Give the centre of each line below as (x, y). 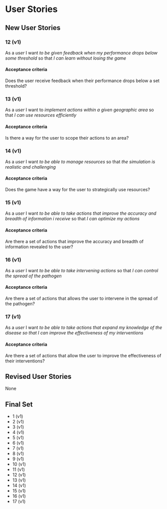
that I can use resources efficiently (41, 115)
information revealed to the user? (39, 247)
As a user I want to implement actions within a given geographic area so (80, 110)
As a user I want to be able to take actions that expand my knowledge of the (84, 328)
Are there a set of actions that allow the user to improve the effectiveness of (83, 355)
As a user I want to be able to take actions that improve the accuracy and (81, 213)
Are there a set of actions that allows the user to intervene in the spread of (82, 298)
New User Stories (33, 28)
